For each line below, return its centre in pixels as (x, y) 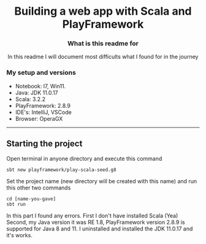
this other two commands (39, 188)
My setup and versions (41, 73)
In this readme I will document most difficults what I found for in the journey (103, 57)
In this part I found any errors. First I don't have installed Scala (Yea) (92, 215)
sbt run (16, 204)
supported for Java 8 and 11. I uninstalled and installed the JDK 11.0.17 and (100, 229)
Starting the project (44, 144)
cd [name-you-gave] (31, 199)
